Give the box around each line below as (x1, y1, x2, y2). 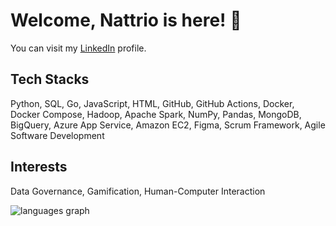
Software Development (10, 129, 105, 141)
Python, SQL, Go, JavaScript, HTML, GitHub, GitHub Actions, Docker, (10, 97, 295, 109)
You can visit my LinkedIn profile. (10, 42, 147, 54)
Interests (10, 159, 68, 176)
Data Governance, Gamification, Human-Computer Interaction (10, 185, 266, 197)
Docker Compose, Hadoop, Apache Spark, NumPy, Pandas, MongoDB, (10, 108, 302, 120)
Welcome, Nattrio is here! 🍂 (10, 9, 242, 32)
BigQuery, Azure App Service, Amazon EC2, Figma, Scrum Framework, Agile (10, 119, 326, 131)
